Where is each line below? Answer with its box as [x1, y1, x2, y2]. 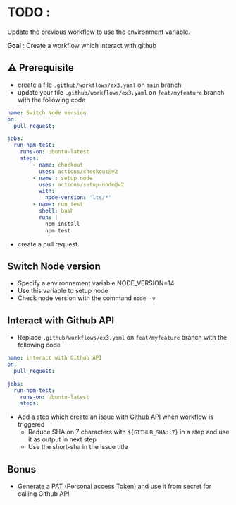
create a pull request [17, 239, 78, 248]
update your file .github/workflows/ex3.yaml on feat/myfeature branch [17, 88, 225, 96]
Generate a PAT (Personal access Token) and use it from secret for [17, 482, 212, 491]
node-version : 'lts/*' [44, 194, 112, 201]
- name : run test [32, 201, 83, 208]
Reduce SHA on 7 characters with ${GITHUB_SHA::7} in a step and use [27, 428, 230, 436]
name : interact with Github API [7, 355, 102, 362]
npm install [44, 220, 80, 227]
